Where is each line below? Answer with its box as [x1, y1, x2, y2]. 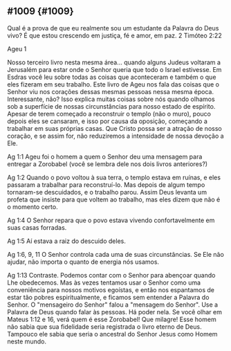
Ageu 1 [7, 44, 27, 53]
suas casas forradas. [7, 223, 67, 231]
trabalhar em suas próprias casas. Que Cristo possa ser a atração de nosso [7, 124, 223, 132]
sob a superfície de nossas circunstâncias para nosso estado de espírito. [7, 102, 216, 110]
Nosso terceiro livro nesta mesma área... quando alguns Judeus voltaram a [7, 58, 221, 66]
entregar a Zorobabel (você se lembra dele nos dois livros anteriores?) [7, 159, 208, 168]
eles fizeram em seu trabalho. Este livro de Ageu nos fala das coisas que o [7, 80, 220, 89]
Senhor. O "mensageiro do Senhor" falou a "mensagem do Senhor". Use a [7, 300, 219, 309]
